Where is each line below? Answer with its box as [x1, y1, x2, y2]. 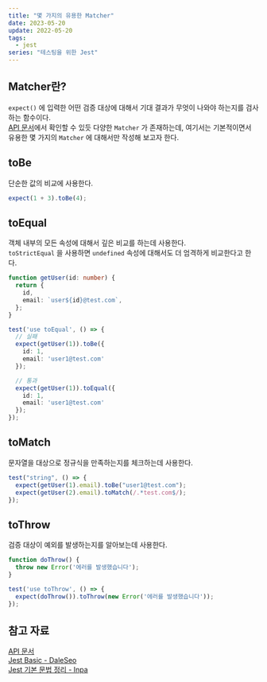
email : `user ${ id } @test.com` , [22, 296, 123, 304]
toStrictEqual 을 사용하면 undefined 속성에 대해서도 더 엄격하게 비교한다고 [8, 248, 244, 258]
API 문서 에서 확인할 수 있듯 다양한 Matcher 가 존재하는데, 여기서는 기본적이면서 [8, 123, 252, 132]
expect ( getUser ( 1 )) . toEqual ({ [15, 384, 115, 392]
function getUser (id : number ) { [8, 274, 115, 283]
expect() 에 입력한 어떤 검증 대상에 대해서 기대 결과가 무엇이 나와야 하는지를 [8, 103, 245, 112]
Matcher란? [8, 80, 67, 94]
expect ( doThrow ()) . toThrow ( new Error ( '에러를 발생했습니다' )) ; [15, 592, 215, 601]
